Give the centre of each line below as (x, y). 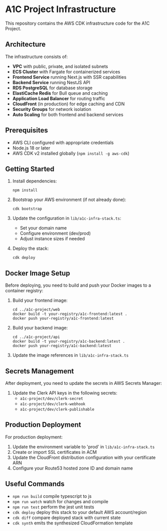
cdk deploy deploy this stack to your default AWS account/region (79, 512)
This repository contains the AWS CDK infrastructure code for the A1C (77, 23)
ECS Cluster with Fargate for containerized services (66, 72)
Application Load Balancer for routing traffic (59, 98)
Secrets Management (40, 371)
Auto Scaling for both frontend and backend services (68, 114)
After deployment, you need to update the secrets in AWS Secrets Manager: (83, 383)
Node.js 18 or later (31, 148)
